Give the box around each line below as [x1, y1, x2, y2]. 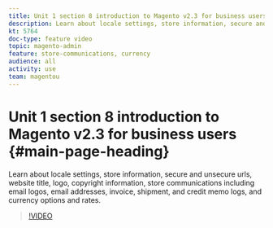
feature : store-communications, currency [8, 50, 151, 58]
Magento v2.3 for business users [8, 125, 237, 143]
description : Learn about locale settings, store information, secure [8, 20, 253, 28]
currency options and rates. [8, 195, 102, 204]
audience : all [8, 58, 57, 66]
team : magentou [8, 72, 60, 81]
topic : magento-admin [8, 42, 82, 50]
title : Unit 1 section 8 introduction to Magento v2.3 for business [8, 11, 245, 20]
